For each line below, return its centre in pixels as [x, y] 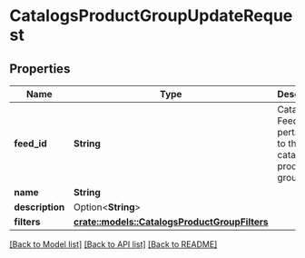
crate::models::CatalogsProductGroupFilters [171, 222]
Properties [40, 69]
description [39, 207]
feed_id [30, 144]
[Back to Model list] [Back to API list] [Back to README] [113, 244]
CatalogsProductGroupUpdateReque [151, 16]
